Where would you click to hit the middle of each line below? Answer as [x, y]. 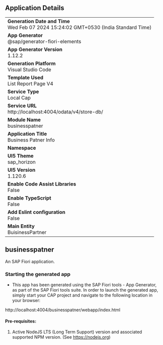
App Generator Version [35, 49]
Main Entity [21, 226]
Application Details [35, 8]
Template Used [26, 77]
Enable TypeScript [29, 198]
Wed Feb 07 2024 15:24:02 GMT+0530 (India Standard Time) [80, 27]
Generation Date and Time [39, 21]
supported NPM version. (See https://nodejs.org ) [61, 337]
